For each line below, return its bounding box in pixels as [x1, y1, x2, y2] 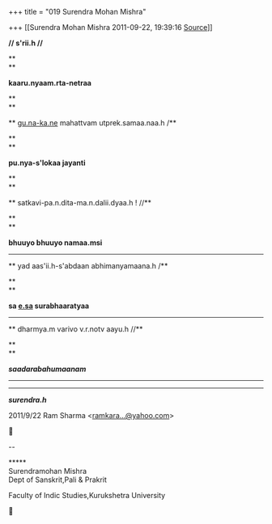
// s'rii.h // [8, 38, 43, 48]
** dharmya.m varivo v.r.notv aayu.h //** [8, 324, 143, 334]
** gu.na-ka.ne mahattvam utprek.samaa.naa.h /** [8, 118, 176, 128]
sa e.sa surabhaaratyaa [8, 301, 90, 311]
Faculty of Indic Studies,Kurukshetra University [8, 491, 166, 500]
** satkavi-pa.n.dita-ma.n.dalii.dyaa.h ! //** [8, 198, 152, 207]
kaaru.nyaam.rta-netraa [8, 78, 91, 87]
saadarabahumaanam [8, 364, 87, 374]
